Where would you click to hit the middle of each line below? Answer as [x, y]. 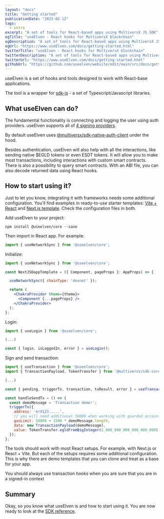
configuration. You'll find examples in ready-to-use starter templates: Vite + [81, 203]
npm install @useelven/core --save [41, 227]
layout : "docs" [20, 10]
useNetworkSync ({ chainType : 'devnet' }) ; [53, 281]
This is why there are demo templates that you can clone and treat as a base [82, 459]
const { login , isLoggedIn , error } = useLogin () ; [58, 349]
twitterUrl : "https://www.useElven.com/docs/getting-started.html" [75, 60]
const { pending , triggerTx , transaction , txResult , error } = [71, 389]
